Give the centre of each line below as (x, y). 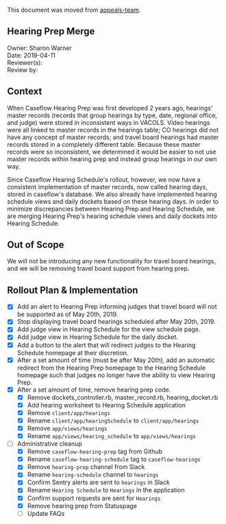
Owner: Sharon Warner (39, 48)
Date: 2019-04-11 (32, 55)
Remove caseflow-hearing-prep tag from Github (95, 451)
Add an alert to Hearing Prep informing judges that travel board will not (117, 307)
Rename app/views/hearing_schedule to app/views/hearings (112, 436)
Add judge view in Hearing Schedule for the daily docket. (98, 337)
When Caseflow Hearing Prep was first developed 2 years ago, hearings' (110, 108)
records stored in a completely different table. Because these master (104, 144)
